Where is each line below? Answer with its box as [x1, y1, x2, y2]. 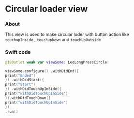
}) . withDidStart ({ [5, 77, 45, 83]
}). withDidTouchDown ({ [5, 95, 51, 100]
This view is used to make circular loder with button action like [5, 31, 129, 37]
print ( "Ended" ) [5, 73, 36, 78]
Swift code [5, 49, 31, 56]
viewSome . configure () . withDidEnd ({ [5, 69, 79, 74]
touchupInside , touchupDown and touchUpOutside [5, 37, 101, 43]
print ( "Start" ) [5, 82, 36, 87]
